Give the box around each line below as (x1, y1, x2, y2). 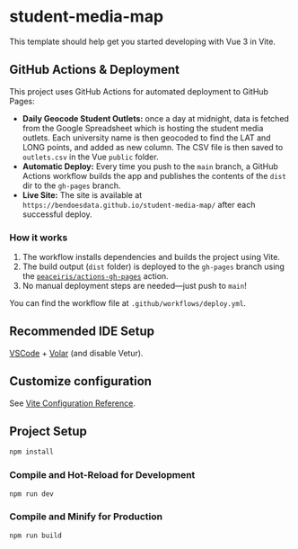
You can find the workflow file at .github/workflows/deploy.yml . (9, 298, 247, 309)
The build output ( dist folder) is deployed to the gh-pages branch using (22, 261, 285, 272)
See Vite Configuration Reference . (9, 398, 136, 409)
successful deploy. (22, 209, 92, 220)
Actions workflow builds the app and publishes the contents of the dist (22, 170, 287, 181)
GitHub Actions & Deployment (9, 62, 180, 77)
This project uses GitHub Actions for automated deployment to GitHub (9, 85, 269, 96)
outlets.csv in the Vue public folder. (22, 151, 159, 162)
